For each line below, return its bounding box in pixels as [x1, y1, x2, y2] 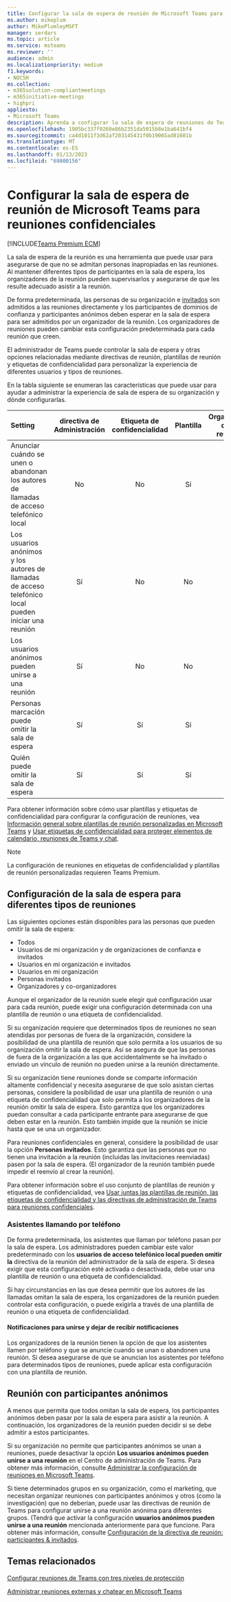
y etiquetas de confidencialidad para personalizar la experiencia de [7, 360, 198, 368]
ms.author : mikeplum [7, 17, 67, 23]
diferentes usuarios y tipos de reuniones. [7, 367, 123, 376]
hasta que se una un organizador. [7, 1125, 102, 1133]
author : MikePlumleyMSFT [7, 23, 78, 30]
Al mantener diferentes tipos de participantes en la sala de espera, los [7, 267, 206, 276]
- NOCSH [7, 74, 30, 81]
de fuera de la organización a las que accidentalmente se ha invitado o [7, 1052, 208, 1061]
